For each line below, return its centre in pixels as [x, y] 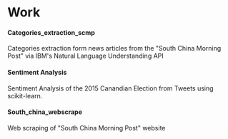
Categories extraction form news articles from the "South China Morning [114, 48]
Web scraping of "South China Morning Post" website [86, 128]
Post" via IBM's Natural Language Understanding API [86, 56]
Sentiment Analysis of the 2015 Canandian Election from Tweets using [110, 88]
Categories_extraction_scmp [51, 32]
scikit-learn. [25, 96]
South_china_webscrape [45, 112]
